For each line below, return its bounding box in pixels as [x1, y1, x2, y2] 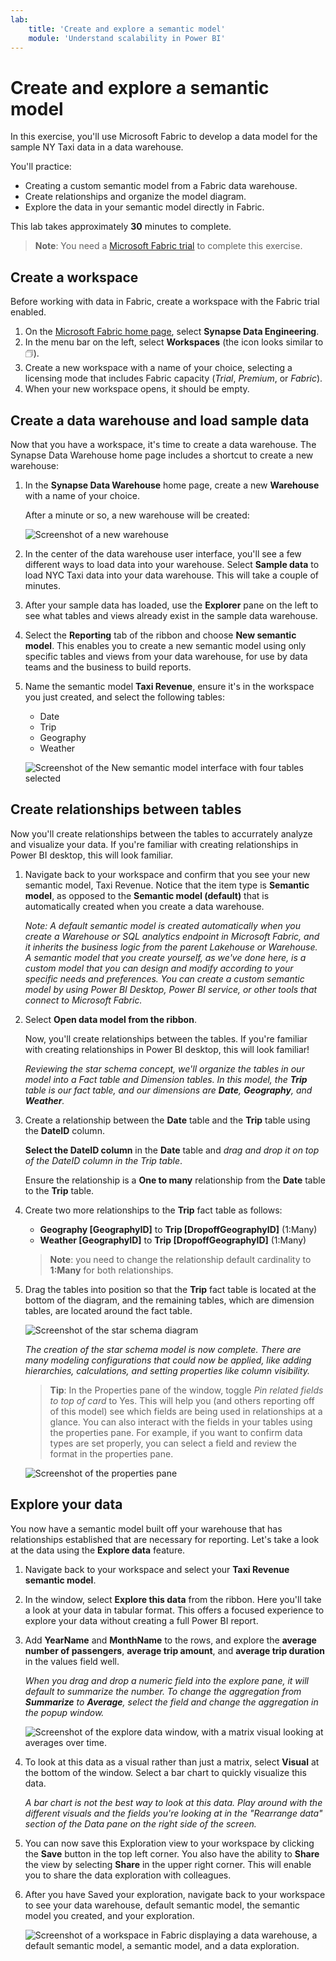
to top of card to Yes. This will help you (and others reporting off [49, 1394, 315, 1406]
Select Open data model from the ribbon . [24, 1013, 197, 1025]
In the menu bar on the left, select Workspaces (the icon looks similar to [24, 336, 324, 348]
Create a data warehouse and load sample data [10, 412, 310, 429]
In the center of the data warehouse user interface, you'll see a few [24, 547, 302, 560]
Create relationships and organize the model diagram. [24, 191, 247, 203]
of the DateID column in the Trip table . [24, 1154, 183, 1166]
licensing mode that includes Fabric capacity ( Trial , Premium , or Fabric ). [24, 372, 323, 385]
